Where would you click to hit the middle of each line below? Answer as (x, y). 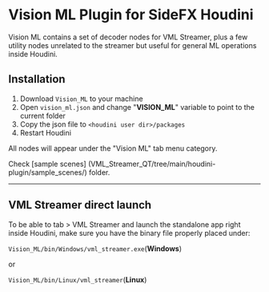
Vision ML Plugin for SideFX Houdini (131, 15)
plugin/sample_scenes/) (48, 172)
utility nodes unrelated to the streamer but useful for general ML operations (132, 45)
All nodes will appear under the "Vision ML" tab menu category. (113, 148)
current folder (43, 116)
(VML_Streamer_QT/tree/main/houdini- (152, 164)
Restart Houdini (46, 132)
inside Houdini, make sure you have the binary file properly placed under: (129, 233)
